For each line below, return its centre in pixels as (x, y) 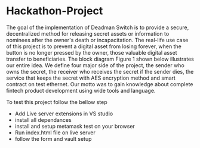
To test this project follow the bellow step (57, 102)
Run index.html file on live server (55, 133)
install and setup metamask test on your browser (75, 126)
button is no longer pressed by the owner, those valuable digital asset (92, 52)
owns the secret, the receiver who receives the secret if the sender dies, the (100, 71)
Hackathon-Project (55, 11)
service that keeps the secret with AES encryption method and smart (91, 78)
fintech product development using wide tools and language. (81, 90)
